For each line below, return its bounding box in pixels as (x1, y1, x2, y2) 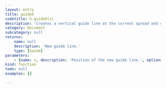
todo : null (5, 67, 28, 72)
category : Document (5, 26, 45, 30)
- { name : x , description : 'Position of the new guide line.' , (14, 58, 145, 62)
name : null (14, 39, 37, 44)
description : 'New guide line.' (14, 44, 81, 49)
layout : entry (5, 7, 35, 12)
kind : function (5, 62, 37, 67)
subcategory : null (5, 30, 43, 35)
